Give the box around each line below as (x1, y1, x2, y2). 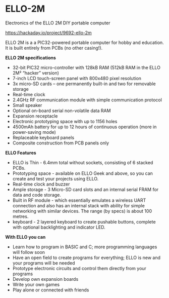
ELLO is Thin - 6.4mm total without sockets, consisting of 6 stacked (12, 159, 153, 165)
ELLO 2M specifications (5, 54, 57, 61)
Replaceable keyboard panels (12, 134, 75, 140)
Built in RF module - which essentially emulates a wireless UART (12, 197, 146, 203)
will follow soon (12, 249, 45, 255)
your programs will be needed (12, 259, 75, 266)
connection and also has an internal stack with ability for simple (12, 202, 145, 208)
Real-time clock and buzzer (12, 181, 70, 187)
